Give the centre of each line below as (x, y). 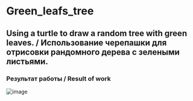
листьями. (27, 61)
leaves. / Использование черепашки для (87, 42)
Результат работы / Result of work (59, 78)
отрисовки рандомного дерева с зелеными (93, 52)
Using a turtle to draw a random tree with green (97, 33)
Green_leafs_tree (50, 11)
